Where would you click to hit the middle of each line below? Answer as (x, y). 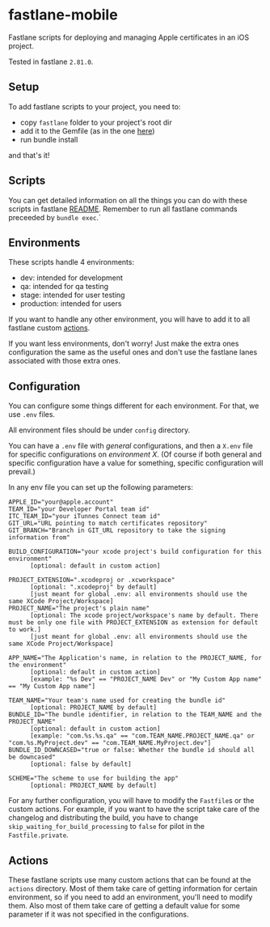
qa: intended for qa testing (64, 287)
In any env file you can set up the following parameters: (101, 487)
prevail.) (22, 472)
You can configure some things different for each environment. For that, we (134, 406)
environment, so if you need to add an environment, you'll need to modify (131, 897)
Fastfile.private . (38, 835)
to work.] (25, 630)
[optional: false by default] (80, 764)
